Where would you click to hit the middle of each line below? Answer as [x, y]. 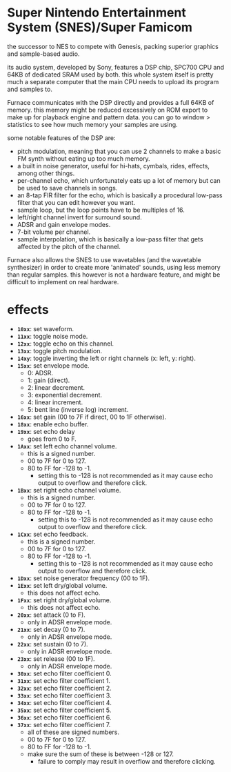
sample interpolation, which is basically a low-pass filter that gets [110, 239]
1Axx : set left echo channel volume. [67, 446]
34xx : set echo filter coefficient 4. [64, 702]
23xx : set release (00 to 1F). [56, 659]
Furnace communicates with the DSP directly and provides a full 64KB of [111, 102]
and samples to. [30, 89]
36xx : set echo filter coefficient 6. [64, 717]
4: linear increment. [55, 402]
